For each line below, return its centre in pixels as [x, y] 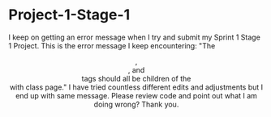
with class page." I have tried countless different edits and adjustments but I [136, 87]
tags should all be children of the [136, 78]
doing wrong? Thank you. [136, 104]
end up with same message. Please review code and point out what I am [136, 95]
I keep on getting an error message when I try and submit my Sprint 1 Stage [135, 37]
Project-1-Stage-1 [69, 15]
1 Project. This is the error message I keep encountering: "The [112, 45]
